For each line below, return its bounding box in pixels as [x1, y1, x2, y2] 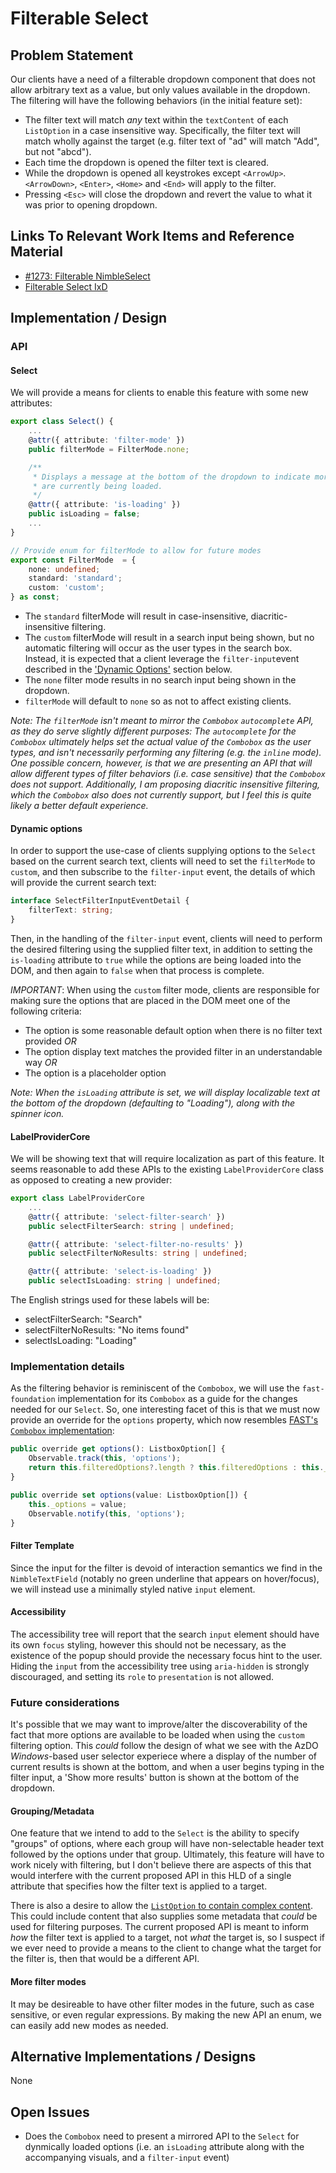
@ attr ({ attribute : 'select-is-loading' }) [28, 1267, 213, 1277]
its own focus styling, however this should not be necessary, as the [10, 1638, 287, 1651]
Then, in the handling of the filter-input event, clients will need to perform [10, 932, 323, 944]
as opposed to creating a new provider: [10, 1174, 173, 1186]
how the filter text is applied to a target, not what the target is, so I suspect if [10, 1932, 325, 1944]
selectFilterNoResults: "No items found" [24, 1324, 190, 1336]
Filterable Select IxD [24, 280, 108, 292]
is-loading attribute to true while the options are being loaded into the [10, 953, 302, 966]
